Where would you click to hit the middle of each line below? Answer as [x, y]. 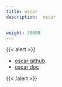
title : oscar [22, 11]
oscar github [30, 61]
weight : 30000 [23, 33]
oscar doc [27, 67]
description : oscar [31, 17]
